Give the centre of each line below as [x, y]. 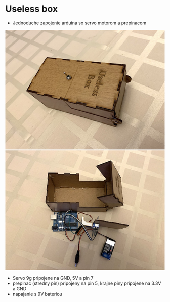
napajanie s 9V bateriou [37, 294]
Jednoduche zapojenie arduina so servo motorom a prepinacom [79, 23]
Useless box [32, 9]
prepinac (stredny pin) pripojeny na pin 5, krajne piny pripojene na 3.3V [87, 283]
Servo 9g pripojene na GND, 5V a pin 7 [53, 278]
